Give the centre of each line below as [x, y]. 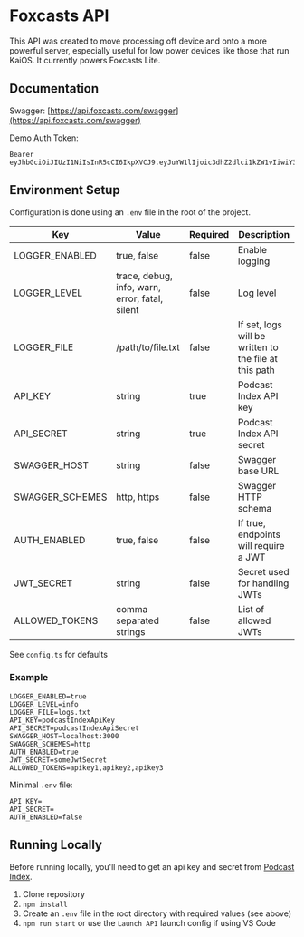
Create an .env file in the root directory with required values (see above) [157, 913]
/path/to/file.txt [148, 347]
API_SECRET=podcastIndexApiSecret [75, 728]
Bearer [22, 154]
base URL [259, 471]
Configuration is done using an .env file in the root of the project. [130, 212]
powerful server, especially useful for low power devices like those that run [149, 50]
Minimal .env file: [41, 785]
